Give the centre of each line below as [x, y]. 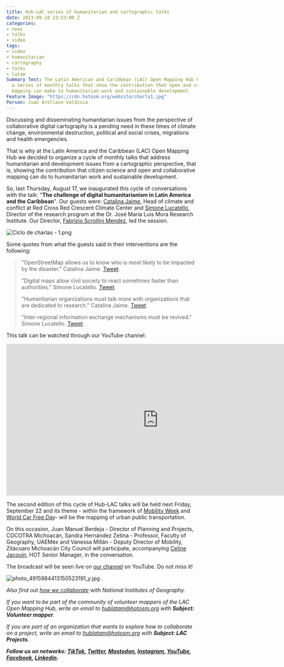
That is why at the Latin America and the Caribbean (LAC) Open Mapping [98, 151]
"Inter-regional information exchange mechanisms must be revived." [106, 317]
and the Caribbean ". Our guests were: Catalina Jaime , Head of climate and [100, 201]
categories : [21, 23]
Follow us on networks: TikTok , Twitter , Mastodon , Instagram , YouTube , [99, 651]
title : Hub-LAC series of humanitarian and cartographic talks [88, 12]
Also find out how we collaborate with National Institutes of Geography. [96, 590]
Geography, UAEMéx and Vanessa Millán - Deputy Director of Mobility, [95, 542]
